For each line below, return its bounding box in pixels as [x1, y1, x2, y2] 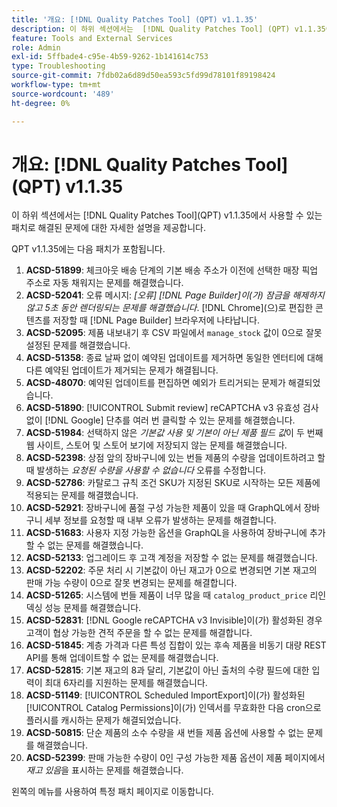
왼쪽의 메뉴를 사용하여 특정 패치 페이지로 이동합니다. [11, 786, 214, 798]
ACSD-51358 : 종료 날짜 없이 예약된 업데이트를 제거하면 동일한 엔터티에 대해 [25, 352, 324, 364]
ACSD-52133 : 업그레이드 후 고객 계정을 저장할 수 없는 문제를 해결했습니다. [25, 552, 318, 564]
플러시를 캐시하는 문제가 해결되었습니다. [25, 714, 182, 726]
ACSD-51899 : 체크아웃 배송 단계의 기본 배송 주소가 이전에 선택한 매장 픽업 [25, 264, 319, 276]
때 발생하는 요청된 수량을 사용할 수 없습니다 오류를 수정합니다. [25, 464, 267, 476]
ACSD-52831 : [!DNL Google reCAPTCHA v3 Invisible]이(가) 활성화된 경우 [25, 614, 323, 626]
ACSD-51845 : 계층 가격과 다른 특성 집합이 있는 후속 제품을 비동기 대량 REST [25, 639, 327, 651]
